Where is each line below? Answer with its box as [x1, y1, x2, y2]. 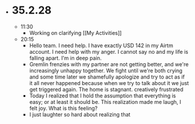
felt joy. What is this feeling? [29, 105, 98, 112]
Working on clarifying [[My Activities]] [29, 29, 122, 36]
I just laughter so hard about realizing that [29, 110, 131, 118]
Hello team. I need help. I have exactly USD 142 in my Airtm [29, 42, 174, 49]
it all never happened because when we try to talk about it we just [29, 79, 189, 86]
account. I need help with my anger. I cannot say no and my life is [29, 48, 189, 55]
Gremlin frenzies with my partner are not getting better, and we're [29, 60, 189, 68]
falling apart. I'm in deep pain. [29, 54, 102, 61]
